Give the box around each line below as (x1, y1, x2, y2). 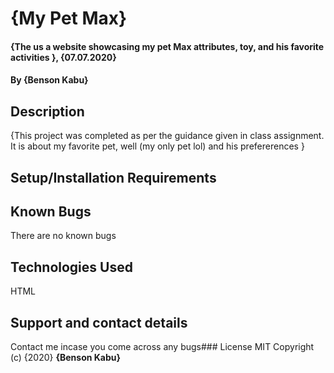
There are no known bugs (10, 230, 117, 242)
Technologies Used (10, 258, 133, 276)
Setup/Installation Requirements (10, 169, 217, 186)
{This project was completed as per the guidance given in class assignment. (10, 130, 325, 142)
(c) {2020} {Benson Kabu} (10, 352, 122, 364)
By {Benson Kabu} (10, 74, 89, 86)
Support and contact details (10, 314, 188, 331)
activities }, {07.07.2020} (10, 51, 117, 63)
